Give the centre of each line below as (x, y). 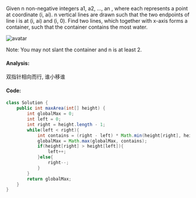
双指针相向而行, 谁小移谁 (36, 77)
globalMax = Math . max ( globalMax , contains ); (92, 141)
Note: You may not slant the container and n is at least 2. (74, 50)
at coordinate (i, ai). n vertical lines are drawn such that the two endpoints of (98, 15)
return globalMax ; (49, 179)
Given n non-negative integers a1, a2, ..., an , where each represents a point (97, 8)
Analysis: (18, 63)
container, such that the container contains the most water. (77, 27)
